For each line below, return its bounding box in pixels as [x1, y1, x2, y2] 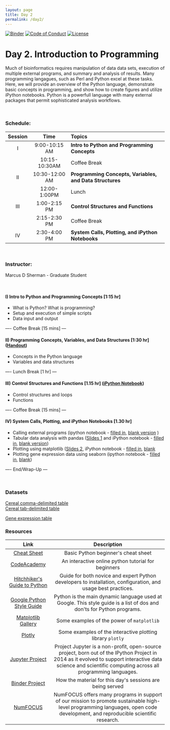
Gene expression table [5, 516, 52, 522]
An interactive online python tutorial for [61, 557, 154, 565]
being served [92, 683, 124, 690]
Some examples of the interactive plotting [58, 628, 158, 635]
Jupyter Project [10, 656, 47, 663]
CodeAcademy [10, 561, 46, 568]
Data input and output [12, 316, 58, 322]
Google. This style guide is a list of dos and [57, 599, 159, 607]
